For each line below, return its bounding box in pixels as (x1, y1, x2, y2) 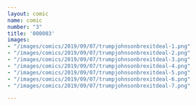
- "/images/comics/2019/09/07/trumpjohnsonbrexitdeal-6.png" (7, 75, 191, 83)
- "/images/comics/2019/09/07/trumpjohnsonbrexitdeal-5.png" (7, 69, 191, 76)
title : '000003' (7, 29, 55, 37)
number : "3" (7, 23, 42, 30)
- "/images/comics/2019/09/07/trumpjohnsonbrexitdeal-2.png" (7, 50, 191, 57)
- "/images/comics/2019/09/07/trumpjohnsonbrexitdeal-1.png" (7, 43, 191, 50)
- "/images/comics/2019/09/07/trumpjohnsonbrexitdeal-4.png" (7, 62, 191, 69)
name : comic (7, 17, 42, 24)
